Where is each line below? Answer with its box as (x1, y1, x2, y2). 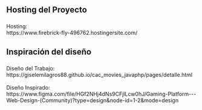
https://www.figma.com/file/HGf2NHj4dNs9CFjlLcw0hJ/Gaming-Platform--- (6, 90, 197, 97)
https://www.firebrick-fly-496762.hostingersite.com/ (6, 29, 138, 37)
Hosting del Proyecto (6, 5, 88, 15)
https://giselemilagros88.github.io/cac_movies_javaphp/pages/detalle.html (6, 71, 192, 78)
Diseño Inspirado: (6, 84, 50, 91)
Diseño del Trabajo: (6, 64, 55, 72)
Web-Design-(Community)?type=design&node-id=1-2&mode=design (6, 96, 179, 104)
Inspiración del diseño (6, 46, 92, 57)
